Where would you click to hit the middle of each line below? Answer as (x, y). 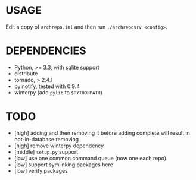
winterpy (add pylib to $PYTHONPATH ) (58, 92)
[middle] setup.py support (46, 151)
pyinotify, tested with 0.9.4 (47, 86)
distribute (26, 73)
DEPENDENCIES (46, 51)
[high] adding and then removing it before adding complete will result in (102, 133)
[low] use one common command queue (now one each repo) (90, 158)
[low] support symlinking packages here (64, 165)
